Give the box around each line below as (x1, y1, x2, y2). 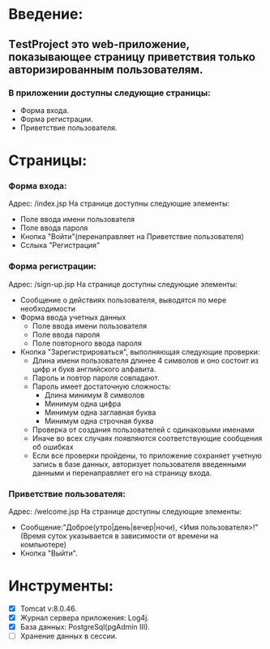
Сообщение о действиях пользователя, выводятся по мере (19, 294, 227, 305)
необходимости (19, 303, 75, 313)
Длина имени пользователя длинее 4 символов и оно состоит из (32, 355, 259, 365)
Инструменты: (8, 577, 114, 595)
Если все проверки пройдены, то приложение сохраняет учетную (32, 451, 262, 460)
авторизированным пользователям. (8, 63, 204, 76)
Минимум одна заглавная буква (44, 407, 156, 417)
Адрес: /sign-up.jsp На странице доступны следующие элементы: (8, 279, 238, 289)
